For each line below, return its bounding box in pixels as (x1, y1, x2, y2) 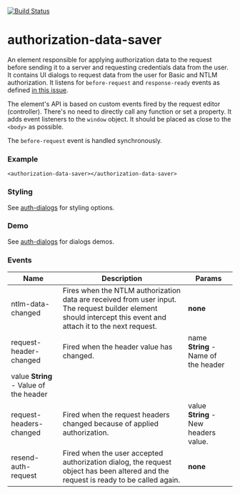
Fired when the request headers (62, 410, 170, 420)
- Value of (11, 380, 46, 390)
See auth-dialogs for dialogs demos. (7, 237, 114, 246)
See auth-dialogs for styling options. (7, 203, 115, 212)
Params (195, 274, 222, 284)
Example (7, 154, 39, 164)
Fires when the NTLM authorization (62, 286, 181, 296)
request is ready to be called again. (62, 475, 181, 485)
